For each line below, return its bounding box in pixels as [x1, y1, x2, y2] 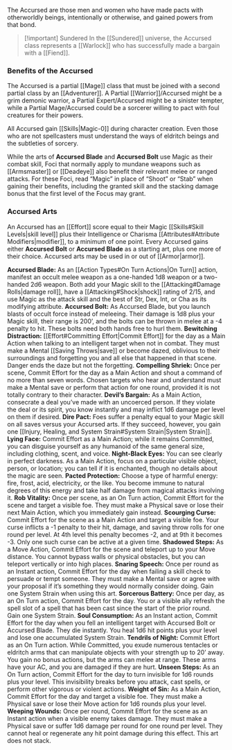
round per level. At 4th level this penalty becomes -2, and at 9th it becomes [7, 530, 223, 539]
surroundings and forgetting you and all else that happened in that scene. [7, 353, 217, 362]
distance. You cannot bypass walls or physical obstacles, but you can [7, 552, 206, 560]
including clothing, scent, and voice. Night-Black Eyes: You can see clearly [7, 449, 223, 458]
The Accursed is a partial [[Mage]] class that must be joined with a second [7, 82, 220, 90]
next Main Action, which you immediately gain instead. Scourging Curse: [7, 508, 216, 517]
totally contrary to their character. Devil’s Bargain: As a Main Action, [7, 391, 202, 399]
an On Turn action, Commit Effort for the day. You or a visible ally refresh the [7, 596, 225, 605]
